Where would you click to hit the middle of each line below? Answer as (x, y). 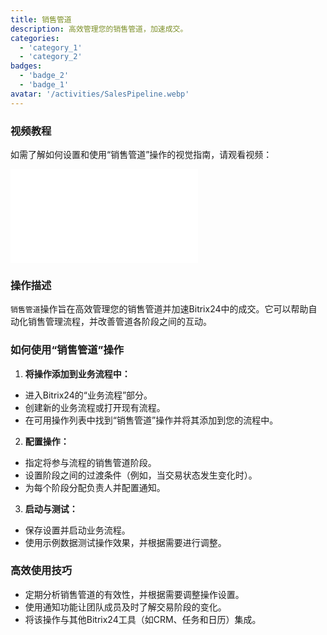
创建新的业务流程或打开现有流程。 (95, 407)
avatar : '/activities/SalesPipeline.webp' (100, 94)
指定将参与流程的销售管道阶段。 (90, 462)
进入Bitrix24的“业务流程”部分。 (88, 395)
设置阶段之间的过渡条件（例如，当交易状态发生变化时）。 (141, 475)
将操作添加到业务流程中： (77, 373)
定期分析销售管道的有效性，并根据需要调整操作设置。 (134, 594)
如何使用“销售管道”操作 (67, 350)
